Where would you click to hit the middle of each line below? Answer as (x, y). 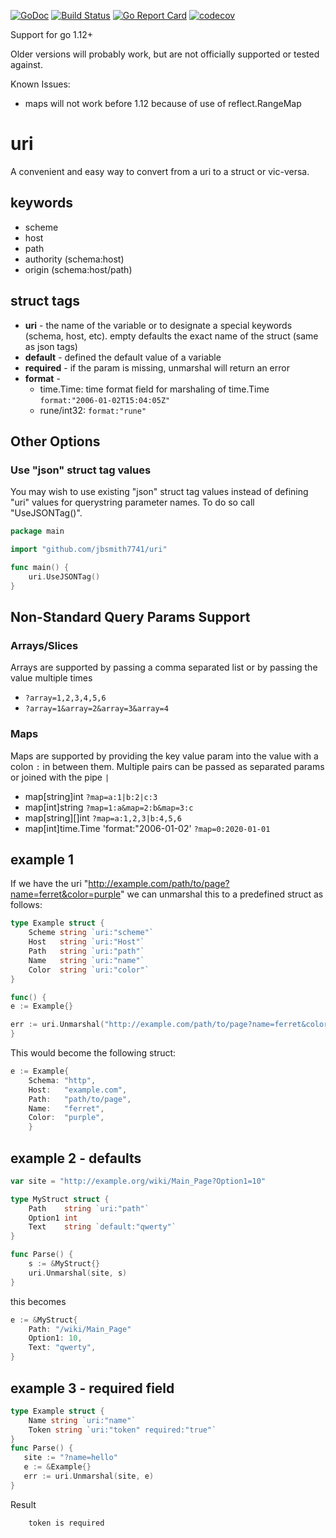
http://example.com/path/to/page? (159, 884)
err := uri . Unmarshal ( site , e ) (89, 1476)
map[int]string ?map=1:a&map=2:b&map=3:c (109, 807)
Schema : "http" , (62, 1080)
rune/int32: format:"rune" (93, 410)
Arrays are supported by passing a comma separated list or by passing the (164, 667)
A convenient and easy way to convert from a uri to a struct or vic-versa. (160, 171)
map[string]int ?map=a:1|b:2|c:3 (91, 796)
